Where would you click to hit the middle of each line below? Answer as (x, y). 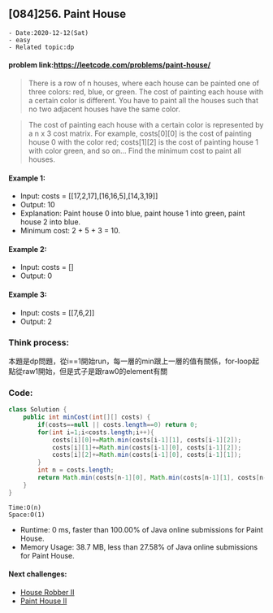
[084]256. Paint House (67, 14)
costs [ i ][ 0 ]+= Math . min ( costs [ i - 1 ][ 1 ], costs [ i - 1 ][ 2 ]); (147, 440)
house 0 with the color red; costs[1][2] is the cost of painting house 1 (143, 142)
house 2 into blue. (50, 222)
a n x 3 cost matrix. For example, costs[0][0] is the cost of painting (140, 133)
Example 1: (27, 178)
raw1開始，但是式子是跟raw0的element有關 (95, 371)
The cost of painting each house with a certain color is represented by (146, 125)
